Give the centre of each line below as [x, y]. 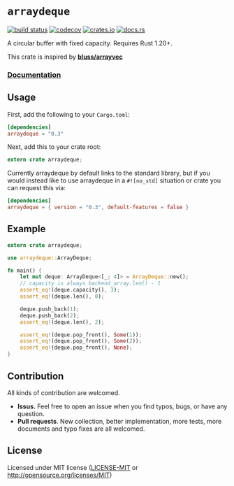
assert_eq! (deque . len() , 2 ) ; [62, 322]
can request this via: [37, 188]
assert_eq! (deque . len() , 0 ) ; [62, 296]
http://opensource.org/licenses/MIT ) [60, 475]
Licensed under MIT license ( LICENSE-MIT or [73, 467]
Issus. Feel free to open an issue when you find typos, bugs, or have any [122, 406]
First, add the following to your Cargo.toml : [69, 114]
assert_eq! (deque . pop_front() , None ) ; [76, 348]
